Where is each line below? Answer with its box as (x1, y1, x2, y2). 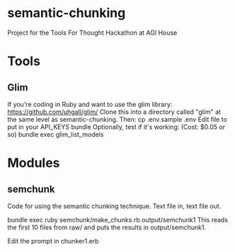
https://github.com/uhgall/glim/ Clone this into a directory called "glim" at (7, 108, 222, 116)
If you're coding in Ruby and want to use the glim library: (7, 100, 173, 108)
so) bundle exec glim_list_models (7, 130, 104, 139)
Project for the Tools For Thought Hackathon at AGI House (7, 28, 178, 37)
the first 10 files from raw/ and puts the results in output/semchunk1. (7, 223, 207, 231)
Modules (7, 155, 60, 171)
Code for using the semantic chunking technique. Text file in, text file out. (7, 202, 222, 210)
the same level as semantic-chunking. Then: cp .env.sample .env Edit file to (7, 115, 228, 123)
